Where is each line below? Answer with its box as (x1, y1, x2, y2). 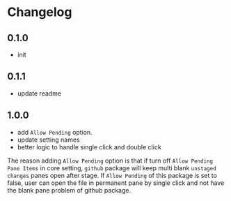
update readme (17, 89, 61, 98)
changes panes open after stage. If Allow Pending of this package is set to (7, 171, 218, 179)
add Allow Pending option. (17, 128, 93, 136)
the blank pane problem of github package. (7, 186, 131, 194)
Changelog (7, 4, 72, 20)
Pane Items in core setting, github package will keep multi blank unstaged (7, 163, 217, 172)
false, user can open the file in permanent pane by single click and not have (7, 179, 225, 187)
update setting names (17, 135, 80, 144)
